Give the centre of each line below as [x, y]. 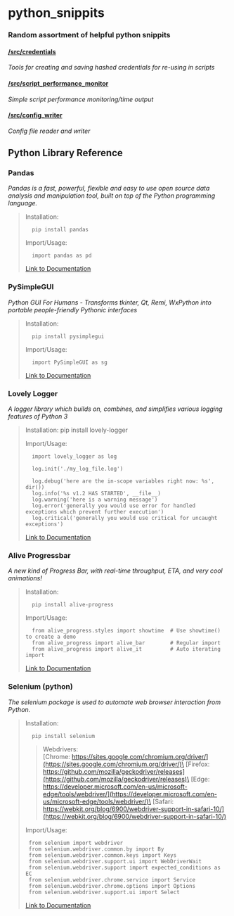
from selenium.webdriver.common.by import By [96, 849]
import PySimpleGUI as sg [70, 362]
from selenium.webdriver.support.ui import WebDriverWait [115, 861]
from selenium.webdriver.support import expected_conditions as [124, 867]
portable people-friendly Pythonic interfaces [73, 310]
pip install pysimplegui [68, 336]
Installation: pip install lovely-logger [77, 430]
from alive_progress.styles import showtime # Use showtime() [126, 631]
